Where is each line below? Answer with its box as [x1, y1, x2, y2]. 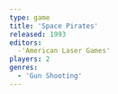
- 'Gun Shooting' [17, 72, 83, 81]
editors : [9, 38, 42, 47]
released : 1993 [9, 30, 67, 38]
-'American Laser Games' [17, 47, 111, 56]
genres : [9, 64, 39, 73]
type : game [9, 13, 50, 22]
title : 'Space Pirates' [9, 21, 99, 30]
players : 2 [9, 55, 50, 64]
